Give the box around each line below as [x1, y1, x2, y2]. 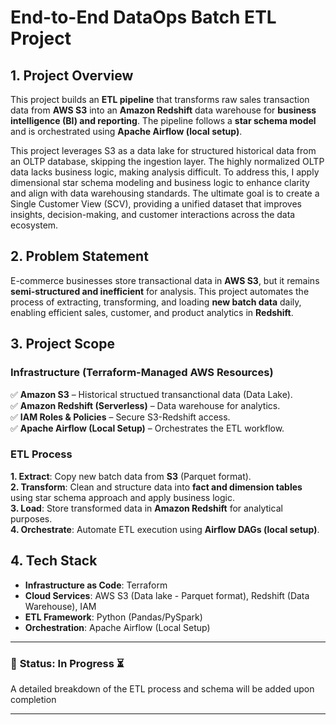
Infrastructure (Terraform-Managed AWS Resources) [10, 366, 274, 380]
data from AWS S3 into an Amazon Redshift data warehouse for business [10, 104, 317, 116]
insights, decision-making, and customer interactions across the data [10, 209, 296, 220]
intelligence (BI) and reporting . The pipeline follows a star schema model [10, 115, 317, 126]
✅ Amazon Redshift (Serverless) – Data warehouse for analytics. [10, 399, 281, 411]
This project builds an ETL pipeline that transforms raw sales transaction [10, 94, 310, 105]
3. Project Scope [10, 336, 115, 353]
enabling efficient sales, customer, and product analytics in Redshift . [10, 306, 294, 318]
